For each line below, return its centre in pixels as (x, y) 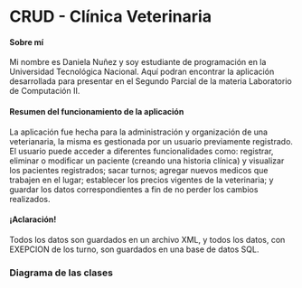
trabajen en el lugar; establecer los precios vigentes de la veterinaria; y (142, 180)
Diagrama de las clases (61, 273)
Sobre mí (27, 42)
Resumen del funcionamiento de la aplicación (97, 111)
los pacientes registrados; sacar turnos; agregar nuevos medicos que (139, 170)
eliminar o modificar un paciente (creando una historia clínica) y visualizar (147, 161)
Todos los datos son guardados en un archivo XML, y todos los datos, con (147, 239)
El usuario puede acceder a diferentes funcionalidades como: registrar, (142, 151)
